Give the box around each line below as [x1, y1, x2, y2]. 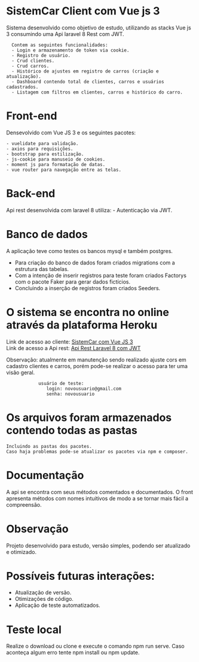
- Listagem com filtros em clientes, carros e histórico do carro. [11, 89, 183, 95]
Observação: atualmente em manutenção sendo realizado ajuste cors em [6, 356, 186, 363]
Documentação [6, 468, 84, 482]
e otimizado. [6, 548, 37, 555]
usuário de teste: [38, 380, 84, 386]
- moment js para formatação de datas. [6, 161, 106, 167]
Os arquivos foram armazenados [6, 411, 172, 424]
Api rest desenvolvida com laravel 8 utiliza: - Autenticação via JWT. [6, 206, 173, 213]
